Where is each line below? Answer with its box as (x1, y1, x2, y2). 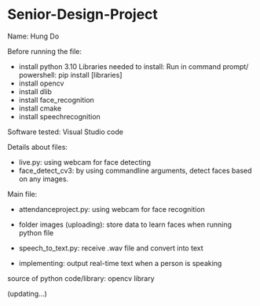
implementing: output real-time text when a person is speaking (18, 258, 222, 268)
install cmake (18, 104, 62, 113)
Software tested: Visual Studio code (7, 127, 123, 137)
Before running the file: (7, 46, 82, 56)
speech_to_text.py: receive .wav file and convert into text (18, 243, 203, 253)
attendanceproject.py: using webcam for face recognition (18, 204, 206, 213)
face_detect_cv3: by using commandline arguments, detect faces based (18, 166, 252, 175)
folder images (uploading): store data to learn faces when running (18, 220, 233, 229)
